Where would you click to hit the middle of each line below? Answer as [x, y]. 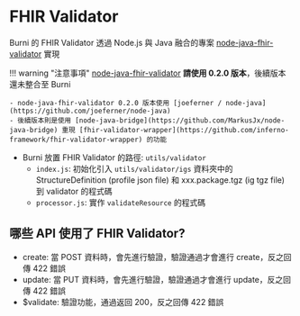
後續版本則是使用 [45, 120]
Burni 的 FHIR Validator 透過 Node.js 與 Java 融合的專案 [112, 42]
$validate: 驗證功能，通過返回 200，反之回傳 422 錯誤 [123, 302]
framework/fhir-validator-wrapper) [76, 140]
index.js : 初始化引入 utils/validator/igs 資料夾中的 [134, 168]
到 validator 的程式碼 [74, 191]
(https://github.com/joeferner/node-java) [90, 111]
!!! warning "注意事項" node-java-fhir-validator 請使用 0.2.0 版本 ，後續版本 [148, 73]
